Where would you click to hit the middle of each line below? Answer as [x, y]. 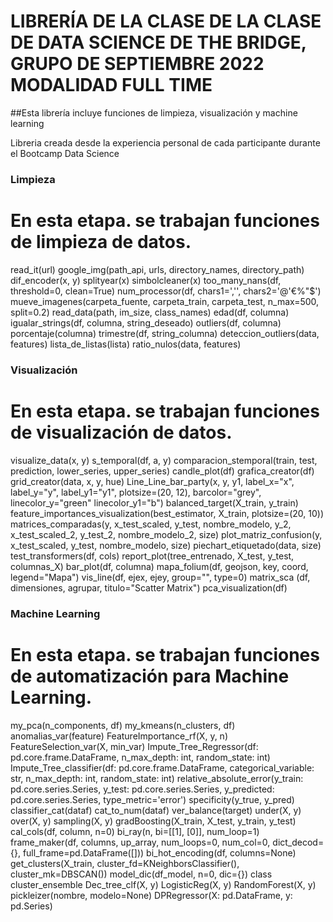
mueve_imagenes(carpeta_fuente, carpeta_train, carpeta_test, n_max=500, [165, 301]
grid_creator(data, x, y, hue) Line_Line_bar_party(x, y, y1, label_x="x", [152, 481]
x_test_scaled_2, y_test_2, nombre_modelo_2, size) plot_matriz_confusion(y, [166, 534]
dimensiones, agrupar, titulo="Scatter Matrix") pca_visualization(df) [149, 587]
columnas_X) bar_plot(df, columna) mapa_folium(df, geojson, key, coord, [159, 566]
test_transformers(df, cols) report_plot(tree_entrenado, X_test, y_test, [152, 556]
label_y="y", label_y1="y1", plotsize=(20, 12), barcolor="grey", [136, 492]
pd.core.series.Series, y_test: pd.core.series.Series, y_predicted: [142, 789]
